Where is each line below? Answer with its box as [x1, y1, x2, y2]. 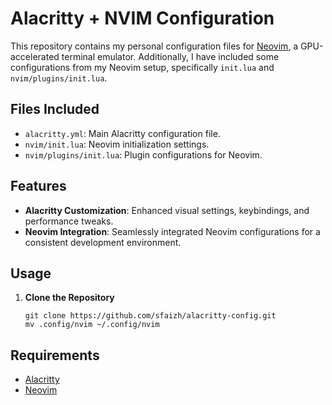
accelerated [10, 50, 60, 62]
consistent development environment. [24, 236, 182, 248]
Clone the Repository [24, 292, 115, 304]
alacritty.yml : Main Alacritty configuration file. [24, 127, 221, 139]
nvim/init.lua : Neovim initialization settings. [24, 138, 210, 150]
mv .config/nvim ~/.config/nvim [24, 320, 160, 330]
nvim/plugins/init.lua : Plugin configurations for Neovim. [24, 148, 263, 161]
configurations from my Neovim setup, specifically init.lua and [10, 61, 275, 73]
